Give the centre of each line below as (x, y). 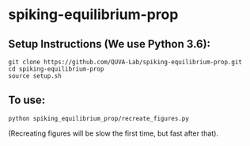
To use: (27, 100)
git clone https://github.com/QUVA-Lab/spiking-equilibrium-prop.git (125, 62)
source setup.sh (35, 76)
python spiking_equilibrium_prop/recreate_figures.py (99, 118)
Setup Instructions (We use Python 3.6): (110, 44)
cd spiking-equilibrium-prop (56, 69)
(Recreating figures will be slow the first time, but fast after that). (114, 133)
